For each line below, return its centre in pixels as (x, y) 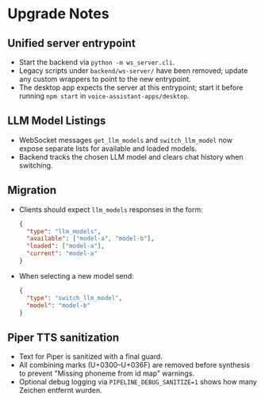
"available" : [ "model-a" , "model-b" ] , (90, 239)
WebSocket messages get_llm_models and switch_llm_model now (126, 140)
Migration (32, 190)
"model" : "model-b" (59, 305)
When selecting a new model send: (76, 276)
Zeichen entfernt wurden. (60, 391)
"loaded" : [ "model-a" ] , (65, 246)
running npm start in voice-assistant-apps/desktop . (104, 96)
